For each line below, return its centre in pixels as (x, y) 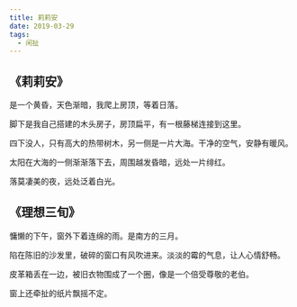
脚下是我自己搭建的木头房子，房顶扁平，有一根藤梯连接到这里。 (127, 124)
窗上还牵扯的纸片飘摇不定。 (61, 293)
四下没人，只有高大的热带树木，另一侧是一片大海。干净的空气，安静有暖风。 (151, 143)
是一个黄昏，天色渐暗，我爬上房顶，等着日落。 (96, 105)
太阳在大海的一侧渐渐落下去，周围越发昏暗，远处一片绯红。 (120, 162)
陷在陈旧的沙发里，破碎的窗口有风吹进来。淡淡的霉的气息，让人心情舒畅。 (147, 255)
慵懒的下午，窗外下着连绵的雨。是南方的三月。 (96, 236)
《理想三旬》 (45, 212)
